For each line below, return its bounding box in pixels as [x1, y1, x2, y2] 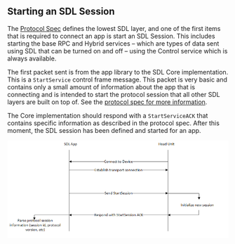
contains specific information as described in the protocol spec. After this [7, 119, 220, 127]
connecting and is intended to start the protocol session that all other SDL [7, 90, 220, 98]
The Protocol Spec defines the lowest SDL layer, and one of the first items [7, 24, 221, 32]
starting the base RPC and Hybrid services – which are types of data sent [7, 39, 220, 48]
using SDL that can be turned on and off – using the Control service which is [7, 46, 228, 55]
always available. [7, 54, 57, 63]
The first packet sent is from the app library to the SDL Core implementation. [7, 68, 229, 76]
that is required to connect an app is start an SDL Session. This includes [7, 32, 215, 40]
